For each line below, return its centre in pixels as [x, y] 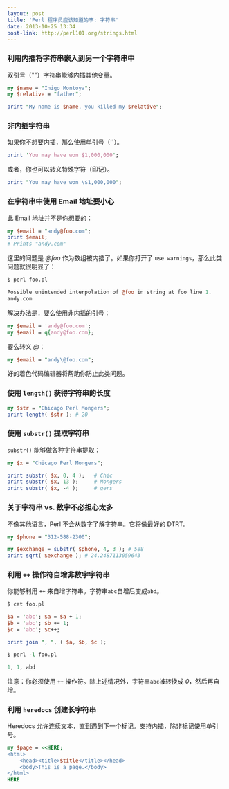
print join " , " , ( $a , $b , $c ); [57, 642]
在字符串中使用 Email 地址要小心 [61, 201]
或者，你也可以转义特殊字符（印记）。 [60, 170]
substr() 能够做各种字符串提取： [54, 450]
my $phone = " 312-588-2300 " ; [49, 537]
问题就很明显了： [31, 266]
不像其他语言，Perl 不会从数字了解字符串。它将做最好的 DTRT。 [98, 524]
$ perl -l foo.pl [32, 655]
